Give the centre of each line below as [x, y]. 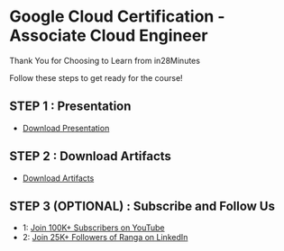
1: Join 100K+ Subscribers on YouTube [93, 228]
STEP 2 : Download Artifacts [90, 156]
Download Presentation [66, 128]
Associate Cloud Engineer [109, 36]
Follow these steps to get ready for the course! [96, 77]
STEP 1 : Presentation [70, 107]
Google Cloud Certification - [117, 17]
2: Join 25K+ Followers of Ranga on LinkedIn [105, 238]
